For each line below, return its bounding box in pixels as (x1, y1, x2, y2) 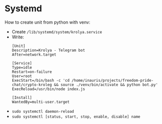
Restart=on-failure (11, 69, 52, 74)
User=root (11, 73, 33, 79)
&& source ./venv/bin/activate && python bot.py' (53, 82, 159, 87)
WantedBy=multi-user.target (11, 99, 70, 104)
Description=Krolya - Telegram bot (11, 48, 85, 53)
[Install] (11, 95, 33, 100)
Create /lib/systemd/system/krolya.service (11, 29, 102, 34)
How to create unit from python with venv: (4, 19, 90, 25)
